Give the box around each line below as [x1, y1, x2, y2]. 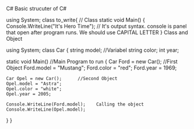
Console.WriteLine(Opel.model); [6, 107, 86, 113]
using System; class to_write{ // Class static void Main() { [6, 16, 145, 23]
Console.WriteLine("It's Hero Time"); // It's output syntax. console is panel [6, 23, 187, 29]
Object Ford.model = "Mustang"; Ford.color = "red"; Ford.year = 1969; [6, 64, 177, 71]
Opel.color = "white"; [6, 86, 62, 92]
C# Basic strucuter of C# [6, 5, 67, 12]
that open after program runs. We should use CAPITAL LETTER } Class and [6, 29, 188, 36]
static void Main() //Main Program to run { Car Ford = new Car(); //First [6, 58, 178, 65]
